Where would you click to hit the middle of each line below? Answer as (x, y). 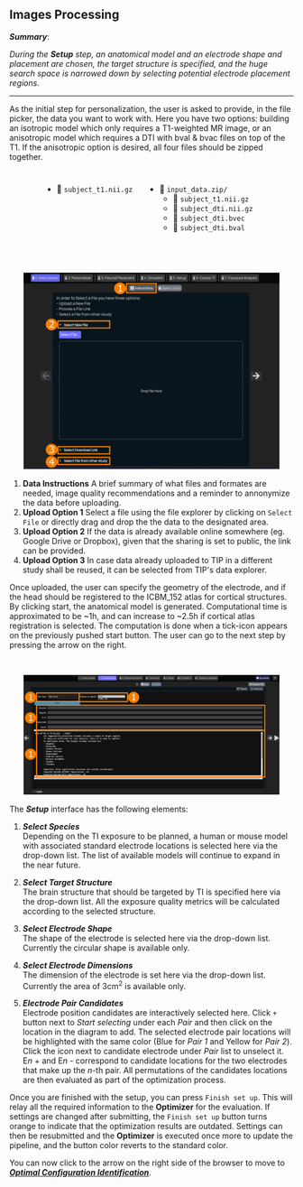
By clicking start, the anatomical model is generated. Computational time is (148, 606)
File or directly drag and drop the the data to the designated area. (145, 522)
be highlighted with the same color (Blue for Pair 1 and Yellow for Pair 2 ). (157, 1042)
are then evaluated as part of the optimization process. (124, 1080)
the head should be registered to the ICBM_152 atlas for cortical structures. (148, 597)
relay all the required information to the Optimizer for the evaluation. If (140, 1107)
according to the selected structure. (89, 911)
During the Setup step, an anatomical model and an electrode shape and (146, 54)
